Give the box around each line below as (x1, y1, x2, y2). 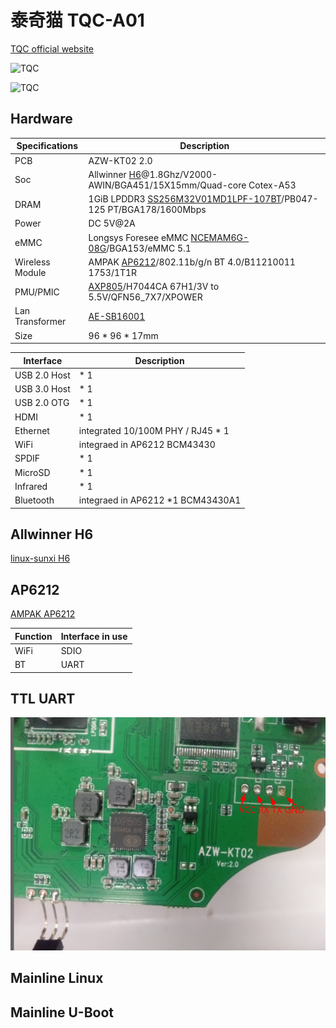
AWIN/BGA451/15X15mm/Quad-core (88, 179, 247, 191)
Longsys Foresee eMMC (88, 231, 189, 243)
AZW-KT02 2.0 (88, 154, 153, 166)
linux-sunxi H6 (10, 552, 71, 565)
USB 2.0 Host (14, 369, 71, 381)
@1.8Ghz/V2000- (141, 168, 218, 180)
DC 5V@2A (88, 217, 136, 230)
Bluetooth (14, 494, 55, 506)
